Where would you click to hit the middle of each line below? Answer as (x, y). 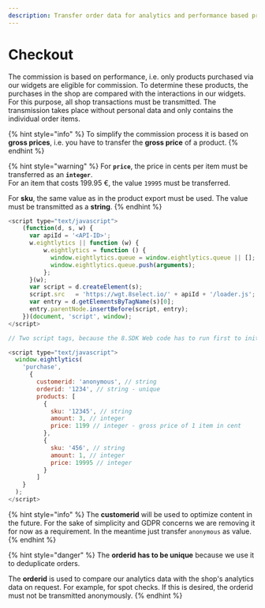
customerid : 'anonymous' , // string (97, 382)
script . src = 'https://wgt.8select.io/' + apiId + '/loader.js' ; (142, 295)
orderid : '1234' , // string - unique (98, 389)
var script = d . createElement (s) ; (86, 287)
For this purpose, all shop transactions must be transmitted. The (112, 102)
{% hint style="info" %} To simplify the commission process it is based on (128, 134)
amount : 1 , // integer (88, 455)
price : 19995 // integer (91, 463)
